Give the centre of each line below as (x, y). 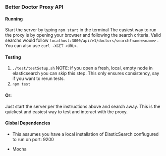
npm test (21, 84)
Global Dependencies (28, 123)
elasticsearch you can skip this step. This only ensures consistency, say (86, 74)
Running (14, 19)
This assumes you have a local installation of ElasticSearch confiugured (85, 134)
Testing (13, 57)
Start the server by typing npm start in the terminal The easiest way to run (81, 30)
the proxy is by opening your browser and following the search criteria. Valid (83, 35)
